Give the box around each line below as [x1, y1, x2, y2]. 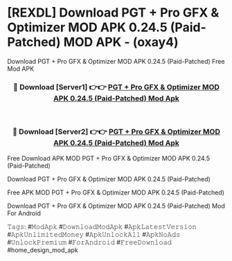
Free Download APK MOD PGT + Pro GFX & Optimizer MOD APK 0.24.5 [7, 154, 211, 162]
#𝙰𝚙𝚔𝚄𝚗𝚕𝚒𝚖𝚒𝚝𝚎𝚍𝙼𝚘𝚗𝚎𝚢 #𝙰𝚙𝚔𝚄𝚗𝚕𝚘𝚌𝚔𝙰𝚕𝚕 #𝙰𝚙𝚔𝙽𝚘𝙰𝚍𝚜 [7, 230, 181, 238]
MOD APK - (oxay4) [63, 35, 179, 50]
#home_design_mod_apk [7, 246, 78, 254]
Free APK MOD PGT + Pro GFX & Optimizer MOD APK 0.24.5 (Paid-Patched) [7, 188, 225, 197]
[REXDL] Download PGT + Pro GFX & [7, 5, 220, 21]
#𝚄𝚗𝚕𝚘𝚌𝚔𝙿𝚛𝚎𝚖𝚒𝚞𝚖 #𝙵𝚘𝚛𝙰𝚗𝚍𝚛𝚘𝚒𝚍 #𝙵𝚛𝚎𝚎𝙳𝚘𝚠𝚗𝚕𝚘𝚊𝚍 [7, 237, 172, 246]
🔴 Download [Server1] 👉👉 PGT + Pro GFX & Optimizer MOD [12, 82, 220, 91]
